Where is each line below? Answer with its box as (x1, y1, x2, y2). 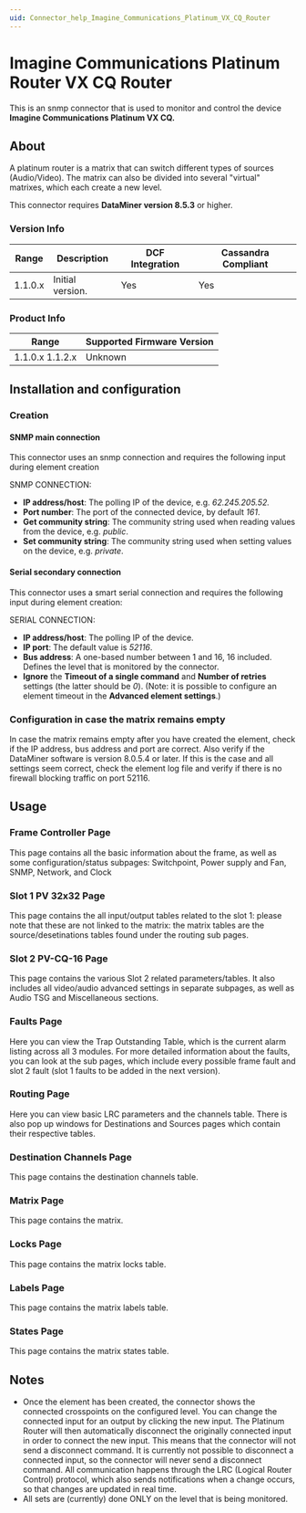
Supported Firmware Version (85, 335, 214, 348)
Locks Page (9, 1238, 62, 1251)
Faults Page (9, 1015, 63, 1028)
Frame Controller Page (9, 826, 111, 839)
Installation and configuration (9, 382, 181, 397)
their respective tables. (9, 1128, 96, 1139)
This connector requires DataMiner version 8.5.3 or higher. (9, 200, 233, 211)
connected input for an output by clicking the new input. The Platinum (22, 1416, 285, 1427)
